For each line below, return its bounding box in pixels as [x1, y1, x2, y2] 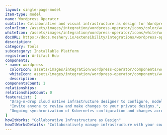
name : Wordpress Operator [5, 16, 59, 21]
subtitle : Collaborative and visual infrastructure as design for [5, 21, 146, 26]
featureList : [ [5, 94, 37, 99]
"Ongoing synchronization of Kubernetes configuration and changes [9, 108, 153, 114]
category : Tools [5, 44, 39, 49]
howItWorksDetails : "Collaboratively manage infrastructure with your [5, 122, 155, 127]
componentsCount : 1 [5, 81, 46, 86]
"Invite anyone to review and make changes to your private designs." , [9, 104, 162, 109]
